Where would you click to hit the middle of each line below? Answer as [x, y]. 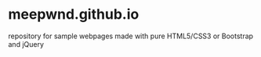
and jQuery [26, 44]
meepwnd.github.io [74, 14]
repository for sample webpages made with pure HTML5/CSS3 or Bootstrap [130, 36]
